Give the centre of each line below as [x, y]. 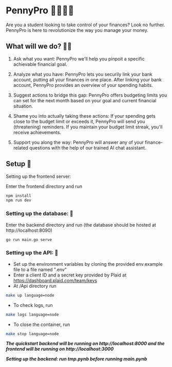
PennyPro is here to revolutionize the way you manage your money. [77, 30]
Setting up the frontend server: [39, 176]
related [21, 148]
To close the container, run [42, 324]
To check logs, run [33, 305]
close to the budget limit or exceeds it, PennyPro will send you [79, 121]
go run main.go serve [29, 240]
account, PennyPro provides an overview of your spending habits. [83, 85]
